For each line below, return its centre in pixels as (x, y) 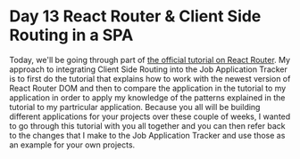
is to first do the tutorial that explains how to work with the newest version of (150, 78)
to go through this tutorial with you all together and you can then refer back (147, 125)
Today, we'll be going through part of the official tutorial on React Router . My (150, 60)
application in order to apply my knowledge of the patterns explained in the (147, 97)
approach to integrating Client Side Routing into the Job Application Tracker (149, 69)
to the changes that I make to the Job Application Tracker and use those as (147, 135)
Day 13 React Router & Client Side (135, 16)
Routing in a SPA (71, 35)
